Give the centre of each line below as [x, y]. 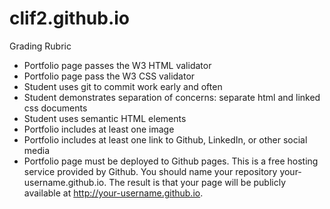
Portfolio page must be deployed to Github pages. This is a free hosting [171, 161]
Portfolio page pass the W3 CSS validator [109, 76]
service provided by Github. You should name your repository [150, 171]
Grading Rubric [40, 46]
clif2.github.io [70, 18]
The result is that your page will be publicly [197, 182]
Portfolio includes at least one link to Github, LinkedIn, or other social [165, 139]
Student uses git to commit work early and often [123, 86]
